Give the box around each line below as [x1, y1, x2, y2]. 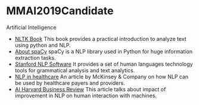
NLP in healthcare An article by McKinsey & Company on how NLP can [14, 73, 189, 80]
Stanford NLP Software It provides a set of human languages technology [14, 61, 193, 68]
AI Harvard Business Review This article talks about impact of [14, 85, 166, 93]
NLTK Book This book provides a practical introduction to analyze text [14, 35, 186, 42]
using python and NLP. [14, 42, 71, 49]
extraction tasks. [14, 54, 56, 61]
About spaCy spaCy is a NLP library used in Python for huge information [14, 47, 192, 55]
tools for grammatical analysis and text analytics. [14, 66, 135, 74]
